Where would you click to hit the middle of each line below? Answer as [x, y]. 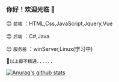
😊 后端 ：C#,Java [28, 37]
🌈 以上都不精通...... [29, 61]
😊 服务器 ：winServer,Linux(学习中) [50, 49]
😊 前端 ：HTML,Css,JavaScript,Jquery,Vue [59, 24]
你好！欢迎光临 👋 [31, 9]
